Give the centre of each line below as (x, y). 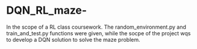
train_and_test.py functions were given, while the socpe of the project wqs (98, 33)
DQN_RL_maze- (47, 10)
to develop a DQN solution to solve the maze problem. (73, 39)
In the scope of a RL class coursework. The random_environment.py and (96, 27)
